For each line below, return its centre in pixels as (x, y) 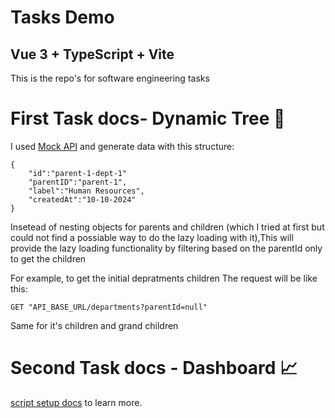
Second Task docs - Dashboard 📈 (154, 368)
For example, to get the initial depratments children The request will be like (164, 278)
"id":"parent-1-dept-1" (78, 173)
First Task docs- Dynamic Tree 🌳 (148, 118)
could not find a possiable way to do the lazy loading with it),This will (152, 237)
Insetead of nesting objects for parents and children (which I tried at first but (167, 227)
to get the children (48, 258)
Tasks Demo (62, 17)
